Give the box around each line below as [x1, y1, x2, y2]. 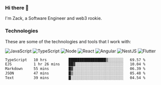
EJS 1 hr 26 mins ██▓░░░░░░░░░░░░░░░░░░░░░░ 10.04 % [5, 62, 146, 67]
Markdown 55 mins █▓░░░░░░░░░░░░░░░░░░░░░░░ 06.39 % [5, 67, 146, 71]
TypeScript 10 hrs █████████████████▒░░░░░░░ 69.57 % [5, 57, 146, 62]
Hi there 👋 [5, 4, 29, 11]
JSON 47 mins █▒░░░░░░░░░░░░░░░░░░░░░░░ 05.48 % [5, 71, 146, 76]
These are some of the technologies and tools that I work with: [5, 38, 131, 44]
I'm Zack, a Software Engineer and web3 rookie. [5, 16, 102, 21]
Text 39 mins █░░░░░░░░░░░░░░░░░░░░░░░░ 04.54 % [5, 75, 146, 81]
